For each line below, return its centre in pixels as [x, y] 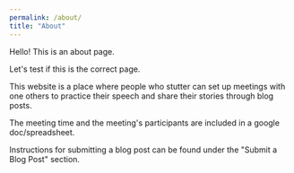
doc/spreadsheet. [42, 132]
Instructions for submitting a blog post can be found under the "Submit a [143, 150]
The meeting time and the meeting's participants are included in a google [145, 123]
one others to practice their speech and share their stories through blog [142, 96]
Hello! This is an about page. [62, 51]
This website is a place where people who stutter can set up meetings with [147, 86]
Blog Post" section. [45, 159]
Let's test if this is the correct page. [75, 69]
